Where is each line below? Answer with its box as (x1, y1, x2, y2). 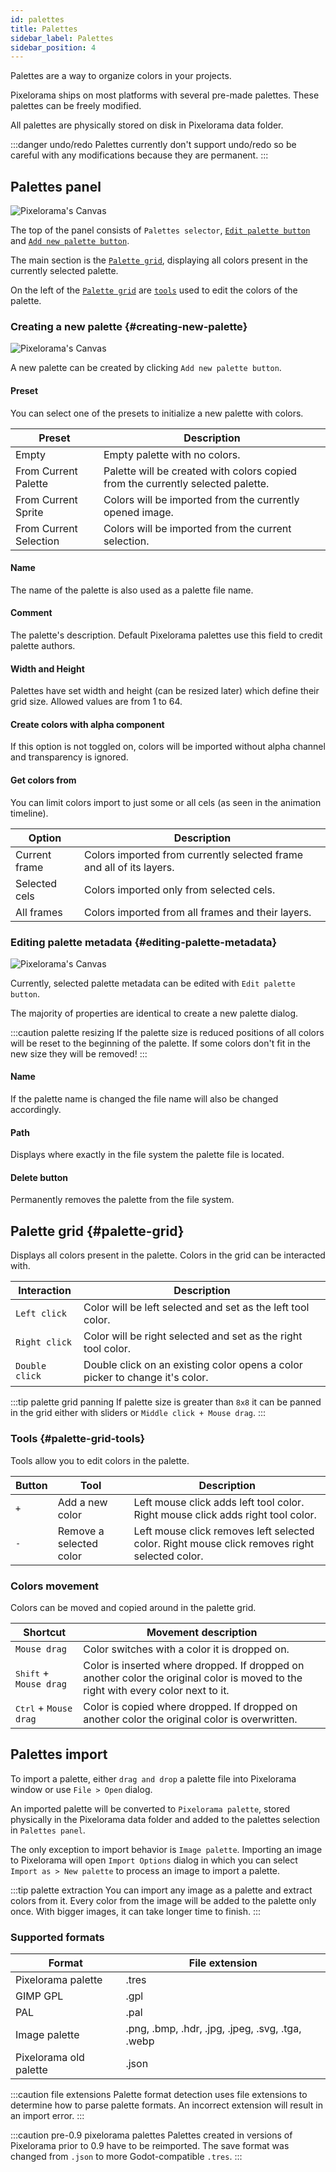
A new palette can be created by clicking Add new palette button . (10, 362, 282, 374)
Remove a (57, 1524, 105, 1538)
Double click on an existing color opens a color (83, 1358, 303, 1372)
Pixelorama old (15, 2051, 85, 2064)
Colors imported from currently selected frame (84, 847, 303, 861)
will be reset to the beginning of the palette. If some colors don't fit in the (10, 1037, 311, 1049)
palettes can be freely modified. (10, 100, 142, 112)
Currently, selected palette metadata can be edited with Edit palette (10, 977, 296, 989)
